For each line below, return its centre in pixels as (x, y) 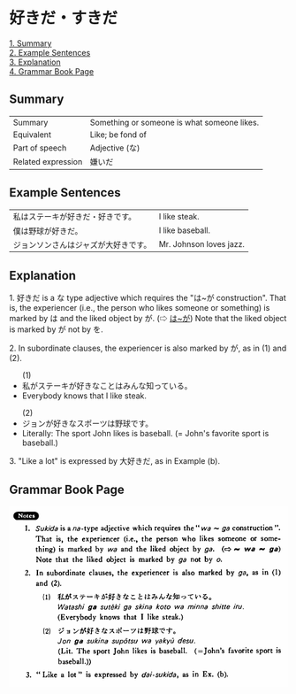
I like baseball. (184, 230)
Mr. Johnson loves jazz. (201, 244)
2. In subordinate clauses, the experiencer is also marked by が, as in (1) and (148, 348)
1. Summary (30, 43)
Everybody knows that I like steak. (84, 396)
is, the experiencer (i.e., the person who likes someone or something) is (140, 308)
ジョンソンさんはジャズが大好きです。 (82, 244)
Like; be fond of (118, 135)
